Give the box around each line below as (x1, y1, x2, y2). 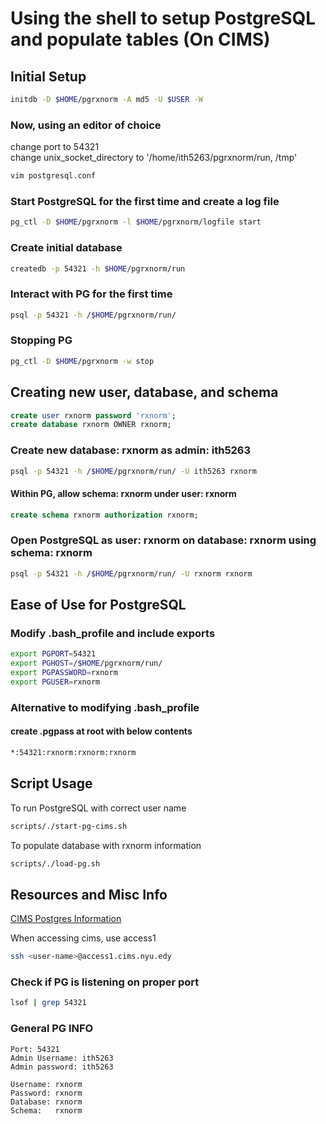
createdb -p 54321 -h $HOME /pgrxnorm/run (10, 263, 186, 274)
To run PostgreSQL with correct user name (10, 802, 187, 814)
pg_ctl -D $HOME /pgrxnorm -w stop (10, 356, 155, 366)
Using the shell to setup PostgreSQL (10, 7, 317, 30)
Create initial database (10, 241, 123, 255)
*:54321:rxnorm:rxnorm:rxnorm (10, 748, 137, 758)
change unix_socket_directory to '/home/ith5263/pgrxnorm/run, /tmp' (10, 152, 298, 164)
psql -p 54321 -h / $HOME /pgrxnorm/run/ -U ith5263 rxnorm (10, 466, 257, 476)
